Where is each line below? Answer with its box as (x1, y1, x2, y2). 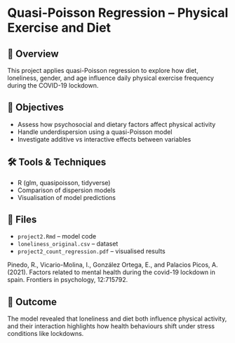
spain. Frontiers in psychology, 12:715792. (7, 276, 128, 284)
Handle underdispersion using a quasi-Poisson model (17, 128, 173, 136)
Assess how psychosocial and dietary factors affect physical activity (17, 120, 216, 128)
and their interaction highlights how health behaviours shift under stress (7, 322, 215, 330)
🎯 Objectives (7, 102, 65, 114)
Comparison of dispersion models (17, 186, 116, 194)
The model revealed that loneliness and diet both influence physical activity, (7, 314, 227, 323)
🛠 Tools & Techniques (7, 156, 107, 168)
